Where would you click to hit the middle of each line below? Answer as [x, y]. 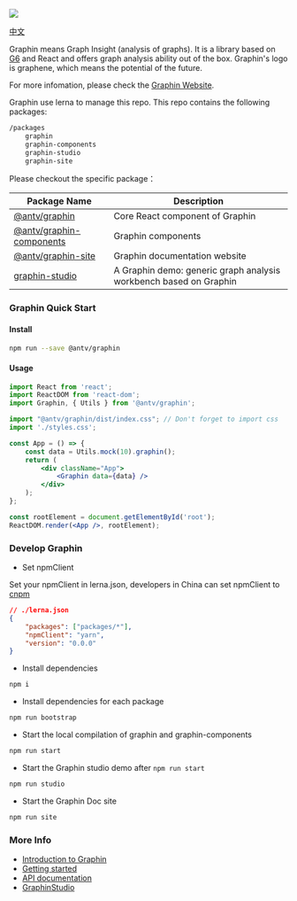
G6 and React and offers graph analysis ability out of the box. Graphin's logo [148, 58]
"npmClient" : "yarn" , [65, 635]
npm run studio [37, 784]
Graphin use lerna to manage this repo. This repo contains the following [140, 102]
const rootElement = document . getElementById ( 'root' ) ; [112, 517]
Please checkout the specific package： [83, 179]
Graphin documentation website [180, 256]
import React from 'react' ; [61, 387]
